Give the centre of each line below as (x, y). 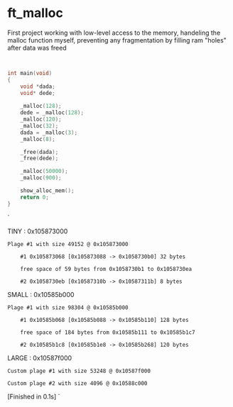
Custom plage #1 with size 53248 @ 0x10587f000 (79, 371)
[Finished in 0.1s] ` (34, 396)
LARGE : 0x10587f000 (40, 358)
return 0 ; (35, 197)
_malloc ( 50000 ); (44, 172)
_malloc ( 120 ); (41, 119)
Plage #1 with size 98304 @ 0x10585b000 (68, 307)
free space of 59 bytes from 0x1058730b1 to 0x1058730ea (106, 269)
